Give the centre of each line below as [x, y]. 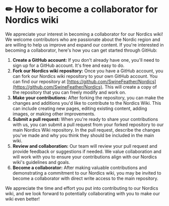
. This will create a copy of [130, 87]
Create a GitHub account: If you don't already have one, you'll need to [86, 60]
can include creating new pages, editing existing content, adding [80, 108]
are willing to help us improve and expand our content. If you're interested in [84, 45]
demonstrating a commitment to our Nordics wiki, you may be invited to [87, 173]
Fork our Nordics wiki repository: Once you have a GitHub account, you [88, 71]
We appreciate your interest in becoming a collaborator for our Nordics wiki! [84, 34]
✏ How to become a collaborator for [81, 9]
